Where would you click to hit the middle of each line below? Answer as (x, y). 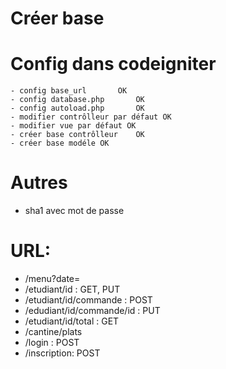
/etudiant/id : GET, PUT (72, 289)
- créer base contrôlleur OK (77, 135)
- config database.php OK (77, 100)
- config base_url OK (69, 91)
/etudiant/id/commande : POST (88, 300)
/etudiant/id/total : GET (72, 321)
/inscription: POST (62, 353)
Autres (39, 183)
